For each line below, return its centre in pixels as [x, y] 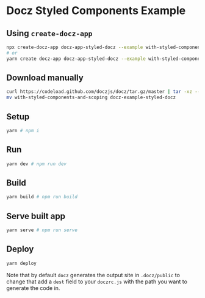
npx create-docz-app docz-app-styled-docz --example [75, 47]
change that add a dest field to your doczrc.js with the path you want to [97, 281]
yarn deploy [21, 263]
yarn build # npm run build [42, 197]
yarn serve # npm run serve [42, 230]
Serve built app [36, 216]
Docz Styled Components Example [96, 11]
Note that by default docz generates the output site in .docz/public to [93, 275]
